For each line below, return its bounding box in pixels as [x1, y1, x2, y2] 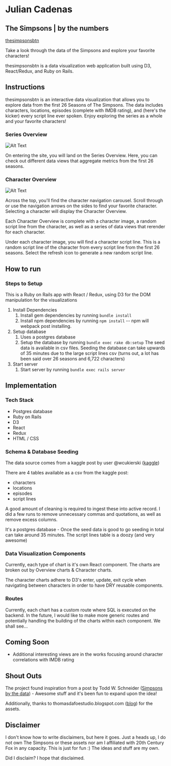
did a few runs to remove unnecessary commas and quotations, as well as [5, 511, 161, 517]
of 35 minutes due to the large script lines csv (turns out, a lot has [20, 350, 159, 356]
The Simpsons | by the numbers [5, 24, 109, 33]
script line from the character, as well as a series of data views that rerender [5, 224, 165, 230]
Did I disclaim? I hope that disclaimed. [5, 755, 85, 761]
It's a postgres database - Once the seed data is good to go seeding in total [5, 526, 164, 533]
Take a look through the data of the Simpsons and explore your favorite [5, 47, 155, 53]
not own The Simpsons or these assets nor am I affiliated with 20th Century [5, 739, 164, 746]
